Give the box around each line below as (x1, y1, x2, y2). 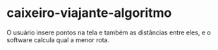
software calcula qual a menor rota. (6, 35, 110, 44)
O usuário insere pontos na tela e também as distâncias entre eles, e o (6, 28, 211, 37)
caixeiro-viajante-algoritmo (6, 5, 172, 21)
